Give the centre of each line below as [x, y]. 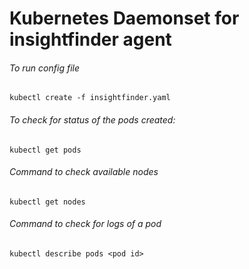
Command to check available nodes [84, 172]
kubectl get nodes [47, 202]
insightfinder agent [90, 39]
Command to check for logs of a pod [85, 224]
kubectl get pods [45, 150]
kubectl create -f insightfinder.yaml [90, 98]
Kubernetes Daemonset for [124, 18]
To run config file [44, 68]
